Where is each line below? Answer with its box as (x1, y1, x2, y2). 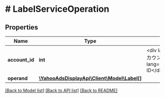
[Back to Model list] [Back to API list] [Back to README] (5, 88, 118, 93)
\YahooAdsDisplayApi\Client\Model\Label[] (39, 75, 142, 82)
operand (7, 75, 28, 82)
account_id (7, 57, 34, 63)
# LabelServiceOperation (5, 3, 110, 15)
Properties (5, 23, 38, 32)
